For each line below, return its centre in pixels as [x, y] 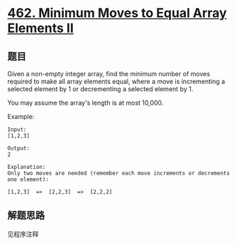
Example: [21, 116]
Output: [19, 148]
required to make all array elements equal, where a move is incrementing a [116, 81]
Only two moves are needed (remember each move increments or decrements [119, 173]
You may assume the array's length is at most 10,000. [86, 103]
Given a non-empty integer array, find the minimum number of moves [109, 74]
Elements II [41, 28]
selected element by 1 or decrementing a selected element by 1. [100, 89]
